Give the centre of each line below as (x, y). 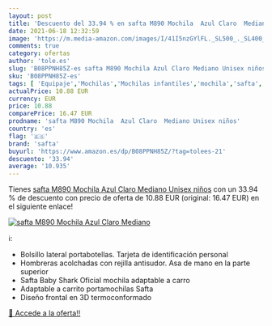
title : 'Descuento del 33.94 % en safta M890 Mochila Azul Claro (123, 23)
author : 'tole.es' (39, 61)
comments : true (34, 46)
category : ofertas (39, 53)
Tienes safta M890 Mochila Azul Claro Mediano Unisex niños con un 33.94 (133, 189)
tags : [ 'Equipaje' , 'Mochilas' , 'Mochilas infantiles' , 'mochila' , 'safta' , (136, 83)
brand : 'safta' (34, 144)
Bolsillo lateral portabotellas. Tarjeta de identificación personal (124, 255)
